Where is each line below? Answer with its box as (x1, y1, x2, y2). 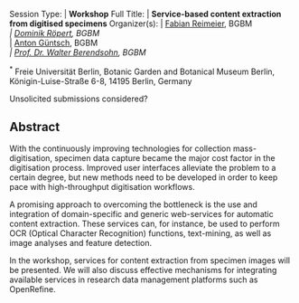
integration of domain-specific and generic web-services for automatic (9, 209, 274, 220)
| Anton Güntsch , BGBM (9, 37, 98, 48)
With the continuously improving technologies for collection (9, 143, 232, 154)
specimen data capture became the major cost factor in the (53, 153, 276, 164)
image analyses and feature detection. (9, 238, 152, 249)
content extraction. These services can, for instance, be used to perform (9, 218, 280, 230)
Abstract (9, 119, 61, 135)
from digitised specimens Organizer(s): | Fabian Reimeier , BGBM (9, 18, 253, 29)
